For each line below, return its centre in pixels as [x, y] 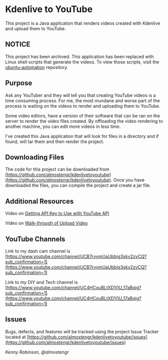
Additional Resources [39, 201]
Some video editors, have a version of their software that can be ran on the [83, 116]
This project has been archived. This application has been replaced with [79, 56]
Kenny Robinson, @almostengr [37, 352]
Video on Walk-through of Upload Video [46, 223]
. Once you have [127, 180]
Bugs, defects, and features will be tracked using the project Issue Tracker [82, 331]
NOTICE [18, 45]
